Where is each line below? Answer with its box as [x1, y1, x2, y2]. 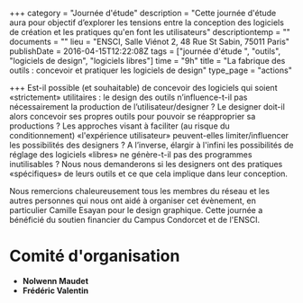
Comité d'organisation [9, 246, 180, 266]
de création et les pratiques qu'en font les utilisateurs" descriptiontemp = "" [9, 27, 291, 37]
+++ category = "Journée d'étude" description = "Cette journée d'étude [9, 8, 277, 18]
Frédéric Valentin [22, 285, 88, 296]
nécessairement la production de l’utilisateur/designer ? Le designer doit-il [9, 102, 286, 111]
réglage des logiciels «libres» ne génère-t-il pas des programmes [9, 149, 252, 160]
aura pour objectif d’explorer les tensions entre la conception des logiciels [9, 17, 284, 28]
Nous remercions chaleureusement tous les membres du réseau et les [9, 186, 271, 196]
